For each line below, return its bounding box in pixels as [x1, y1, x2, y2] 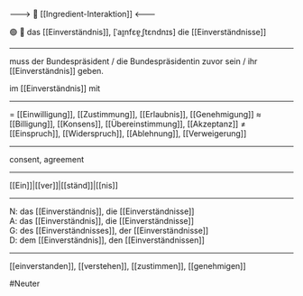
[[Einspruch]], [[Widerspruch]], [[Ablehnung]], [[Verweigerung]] [9, 128, 247, 139]
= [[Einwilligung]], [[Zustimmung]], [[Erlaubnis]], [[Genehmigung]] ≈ [9, 109, 262, 119]
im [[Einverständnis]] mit [9, 83, 101, 94]
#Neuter [9, 278, 41, 289]
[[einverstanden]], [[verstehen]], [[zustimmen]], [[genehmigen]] [9, 261, 246, 271]
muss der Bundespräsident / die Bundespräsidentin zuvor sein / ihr [9, 56, 258, 67]
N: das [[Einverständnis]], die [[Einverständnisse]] [9, 206, 195, 217]
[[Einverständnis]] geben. [9, 66, 104, 76]
